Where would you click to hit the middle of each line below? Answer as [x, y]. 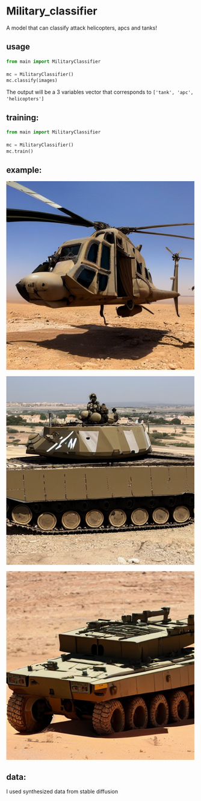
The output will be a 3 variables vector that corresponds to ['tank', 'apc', [100, 92]
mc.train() [20, 151]
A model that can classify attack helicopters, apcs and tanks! [82, 28]
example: [24, 170]
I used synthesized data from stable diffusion [62, 791]
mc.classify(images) [32, 81]
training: [23, 117]
